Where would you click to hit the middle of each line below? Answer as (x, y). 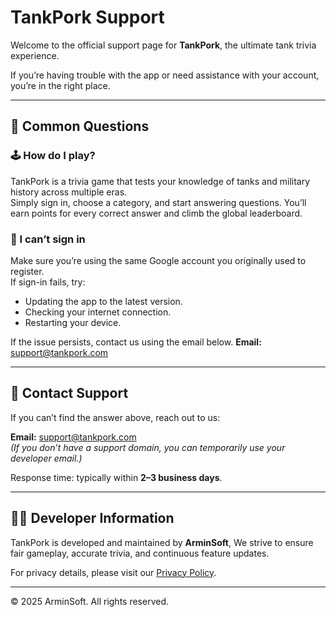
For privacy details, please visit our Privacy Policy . (113, 572)
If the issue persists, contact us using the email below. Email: (136, 342)
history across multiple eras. (69, 192)
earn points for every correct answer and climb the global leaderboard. (156, 213)
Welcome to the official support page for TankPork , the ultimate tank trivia (163, 45)
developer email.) (46, 458)
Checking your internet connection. (98, 312)
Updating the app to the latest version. (103, 301)
